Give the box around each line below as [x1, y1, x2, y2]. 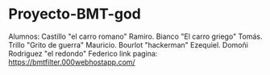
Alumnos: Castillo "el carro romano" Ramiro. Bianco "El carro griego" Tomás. [8, 31, 263, 41]
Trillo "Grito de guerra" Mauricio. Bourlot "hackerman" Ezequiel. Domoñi [8, 40, 248, 49]
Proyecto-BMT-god [8, 5, 141, 23]
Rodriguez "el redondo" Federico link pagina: [8, 48, 158, 58]
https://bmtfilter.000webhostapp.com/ [8, 57, 135, 67]
